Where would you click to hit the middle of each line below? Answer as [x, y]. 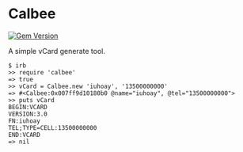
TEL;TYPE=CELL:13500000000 [53, 127]
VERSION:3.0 [28, 114]
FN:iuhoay [25, 121]
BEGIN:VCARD [28, 107]
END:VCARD [25, 135]
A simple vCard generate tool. [57, 51]
